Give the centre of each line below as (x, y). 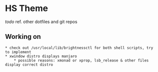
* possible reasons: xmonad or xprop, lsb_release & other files (81, 60)
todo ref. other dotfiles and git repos (41, 22)
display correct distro (29, 65)
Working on (23, 37)
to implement (18, 52)
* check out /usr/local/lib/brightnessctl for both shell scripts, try (79, 48)
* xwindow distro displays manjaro (41, 56)
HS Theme (26, 8)
